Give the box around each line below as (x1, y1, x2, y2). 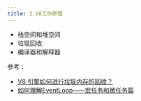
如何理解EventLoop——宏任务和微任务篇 (17, 86, 135, 94)
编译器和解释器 (17, 47, 61, 56)
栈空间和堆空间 (17, 30, 61, 38)
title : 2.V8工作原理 (7, 10, 63, 17)
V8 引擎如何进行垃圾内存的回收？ (17, 77, 114, 86)
